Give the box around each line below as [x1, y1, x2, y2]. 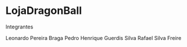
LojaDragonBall [5, 4, 82, 17]
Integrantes [5, 23, 34, 30]
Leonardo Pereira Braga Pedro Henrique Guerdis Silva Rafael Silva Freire [5, 34, 182, 41]
